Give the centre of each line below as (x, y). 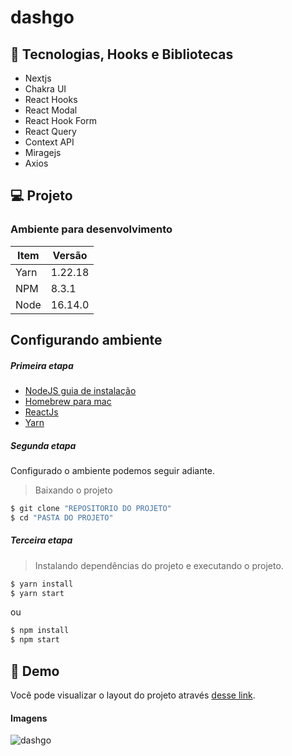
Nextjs (38, 78)
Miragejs (43, 152)
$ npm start (35, 640)
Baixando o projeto (73, 490)
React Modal (51, 110)
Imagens (29, 718)
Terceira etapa (41, 540)
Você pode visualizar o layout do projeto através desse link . (133, 695)
